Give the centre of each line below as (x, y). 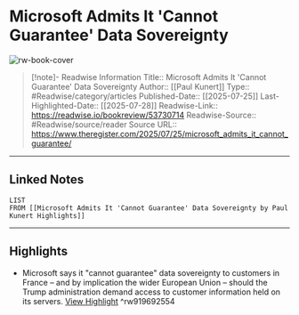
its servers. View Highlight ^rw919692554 (98, 301)
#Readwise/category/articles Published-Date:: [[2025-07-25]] (145, 96)
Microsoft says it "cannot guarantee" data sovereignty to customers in (151, 272)
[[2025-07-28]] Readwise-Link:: (159, 105)
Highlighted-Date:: (65, 105)
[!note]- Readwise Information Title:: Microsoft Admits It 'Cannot (149, 77)
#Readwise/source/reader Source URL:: (104, 124)
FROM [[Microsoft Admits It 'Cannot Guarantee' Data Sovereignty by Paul (149, 208)
